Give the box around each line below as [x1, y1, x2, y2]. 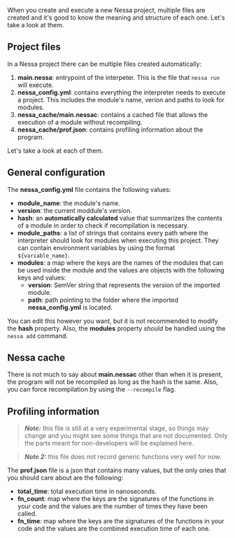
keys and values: [17, 273, 66, 282]
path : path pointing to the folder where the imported [27, 296, 178, 304]
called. [17, 509, 37, 518]
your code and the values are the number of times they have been [17, 502, 208, 511]
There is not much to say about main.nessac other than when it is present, [7, 371, 223, 379]
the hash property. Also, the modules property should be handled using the [7, 324, 226, 332]
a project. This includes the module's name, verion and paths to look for [17, 95, 225, 104]
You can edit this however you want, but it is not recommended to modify [7, 317, 218, 325]
